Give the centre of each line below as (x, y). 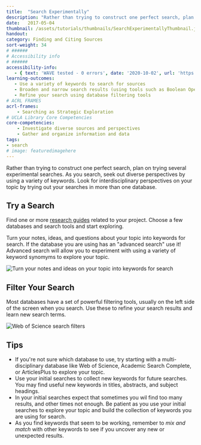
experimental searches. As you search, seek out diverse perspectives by (96, 174)
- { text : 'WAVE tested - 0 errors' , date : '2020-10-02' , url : (95, 73)
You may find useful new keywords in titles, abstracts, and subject (96, 385)
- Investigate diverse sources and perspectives (79, 129)
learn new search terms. (36, 315)
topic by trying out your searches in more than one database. (82, 187)
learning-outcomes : (31, 78)
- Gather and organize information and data (73, 134)
